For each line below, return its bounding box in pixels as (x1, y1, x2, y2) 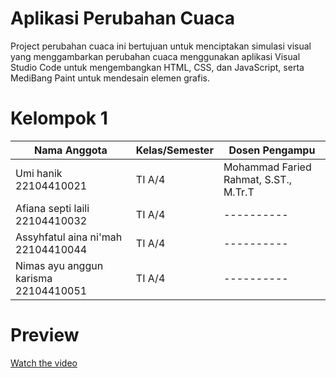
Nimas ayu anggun (15, 258, 104, 272)
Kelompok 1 (10, 107, 108, 130)
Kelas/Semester (135, 143, 214, 157)
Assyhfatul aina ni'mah (15, 230, 123, 244)
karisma (15, 271, 53, 285)
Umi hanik (15, 166, 63, 180)
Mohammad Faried (223, 160, 312, 174)
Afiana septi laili (15, 201, 90, 215)
